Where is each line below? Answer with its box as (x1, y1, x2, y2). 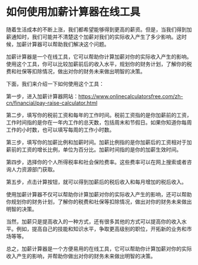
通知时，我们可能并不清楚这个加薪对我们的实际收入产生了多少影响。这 (11, 33, 181, 40)
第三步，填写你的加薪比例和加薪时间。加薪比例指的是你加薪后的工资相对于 (6, 139, 187, 146)
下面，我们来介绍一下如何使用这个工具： (6, 80, 104, 87)
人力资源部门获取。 (11, 166, 58, 173)
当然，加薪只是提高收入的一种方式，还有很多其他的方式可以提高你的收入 (6, 218, 181, 225)
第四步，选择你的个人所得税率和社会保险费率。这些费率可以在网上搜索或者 (6, 158, 187, 165)
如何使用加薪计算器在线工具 (6, 5, 141, 19)
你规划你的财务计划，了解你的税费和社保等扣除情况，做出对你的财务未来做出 (6, 198, 192, 205)
